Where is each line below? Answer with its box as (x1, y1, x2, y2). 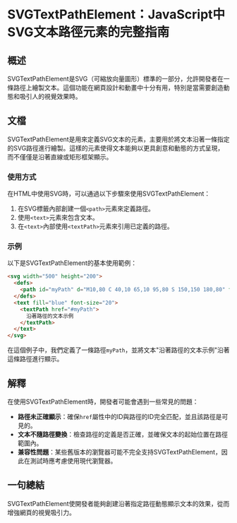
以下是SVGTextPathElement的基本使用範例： (7, 259, 138, 267)
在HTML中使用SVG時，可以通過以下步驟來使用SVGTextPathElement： (7, 189, 211, 198)
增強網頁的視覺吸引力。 (7, 508, 75, 517)
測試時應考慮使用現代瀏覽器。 (30, 457, 117, 465)
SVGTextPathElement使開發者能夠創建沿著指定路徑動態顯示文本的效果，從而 (7, 499, 230, 507)
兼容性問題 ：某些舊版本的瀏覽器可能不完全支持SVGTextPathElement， (17, 447, 222, 456)
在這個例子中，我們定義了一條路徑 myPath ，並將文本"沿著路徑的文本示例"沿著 (7, 346, 230, 354)
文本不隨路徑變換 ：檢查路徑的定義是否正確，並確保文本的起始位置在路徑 (17, 430, 228, 438)
